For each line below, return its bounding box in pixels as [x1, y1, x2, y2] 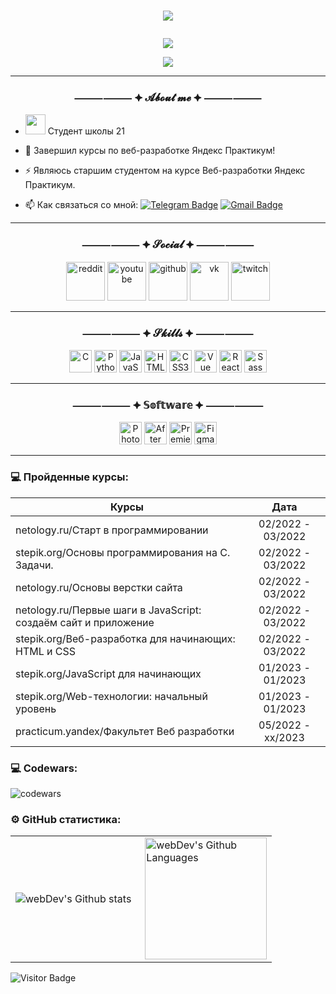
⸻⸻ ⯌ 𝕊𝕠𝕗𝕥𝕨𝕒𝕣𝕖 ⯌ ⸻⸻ [71, 398, 265, 412]
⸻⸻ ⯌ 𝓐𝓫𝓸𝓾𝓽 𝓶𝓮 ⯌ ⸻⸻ [73, 91, 263, 105]
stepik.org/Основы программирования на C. [15, 545, 231, 559]
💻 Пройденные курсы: [10, 470, 129, 484]
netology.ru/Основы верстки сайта [15, 580, 183, 594]
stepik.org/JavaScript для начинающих [15, 666, 202, 680]
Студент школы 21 [47, 125, 125, 137]
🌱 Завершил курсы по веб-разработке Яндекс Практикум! [24, 145, 276, 157]
